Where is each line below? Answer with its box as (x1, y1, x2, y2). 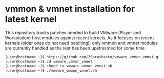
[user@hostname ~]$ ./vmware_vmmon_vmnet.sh (5, 68, 97, 73)
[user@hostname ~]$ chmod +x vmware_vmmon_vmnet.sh (5, 63, 112, 68)
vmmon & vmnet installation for (5, 3, 135, 15)
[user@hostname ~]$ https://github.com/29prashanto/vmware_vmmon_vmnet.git (5, 54, 163, 59)
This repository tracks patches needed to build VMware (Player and (5, 30, 141, 35)
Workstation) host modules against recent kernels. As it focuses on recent (5, 35, 154, 41)
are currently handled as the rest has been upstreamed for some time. (5, 45, 146, 51)
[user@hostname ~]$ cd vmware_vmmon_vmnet (5, 59, 93, 64)
